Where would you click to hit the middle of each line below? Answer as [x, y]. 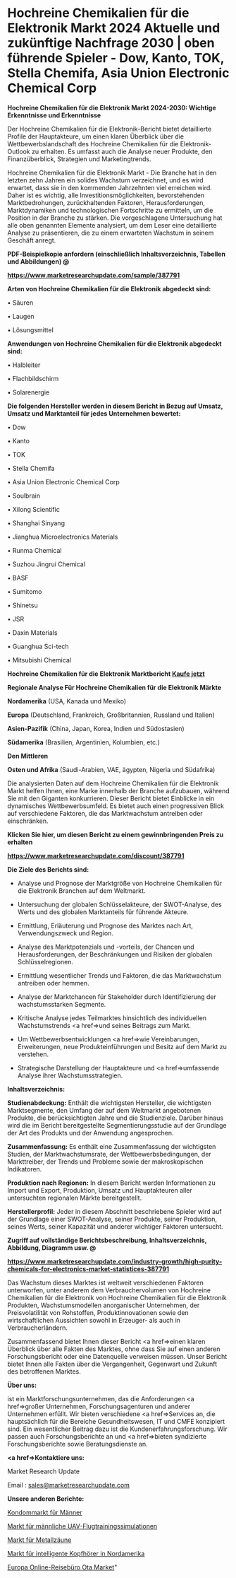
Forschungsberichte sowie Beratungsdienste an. [77, 1444]
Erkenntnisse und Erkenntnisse [54, 115]
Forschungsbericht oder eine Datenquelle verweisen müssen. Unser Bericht [117, 1356]
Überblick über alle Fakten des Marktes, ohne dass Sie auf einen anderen [114, 1349]
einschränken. [28, 821]
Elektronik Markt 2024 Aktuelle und [114, 28]
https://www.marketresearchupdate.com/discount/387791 [96, 855]
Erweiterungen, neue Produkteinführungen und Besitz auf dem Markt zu [122, 1046]
